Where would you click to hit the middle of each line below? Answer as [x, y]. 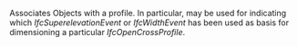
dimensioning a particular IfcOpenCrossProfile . [97, 32]
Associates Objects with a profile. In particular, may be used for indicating [148, 13]
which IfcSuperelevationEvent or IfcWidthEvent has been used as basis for [149, 23]
